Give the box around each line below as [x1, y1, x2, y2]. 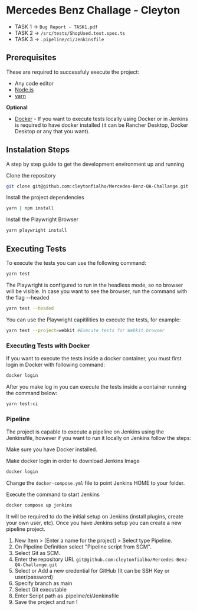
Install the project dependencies [6, 194, 84, 201]
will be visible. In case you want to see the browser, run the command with [6, 287, 188, 295]
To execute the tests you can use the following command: [6, 259, 146, 266]
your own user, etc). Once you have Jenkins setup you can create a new [6, 519, 182, 526]
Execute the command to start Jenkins [6, 491, 100, 498]
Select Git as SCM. [14, 549, 61, 556]
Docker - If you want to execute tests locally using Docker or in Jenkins [14, 115, 189, 122]
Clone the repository [6, 172, 56, 179]
